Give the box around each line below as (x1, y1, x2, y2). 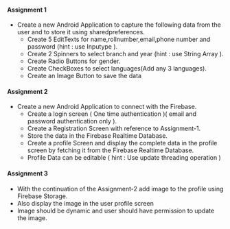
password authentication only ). (27, 117, 117, 125)
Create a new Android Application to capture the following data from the (16, 21, 221, 29)
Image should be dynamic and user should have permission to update (16, 206, 215, 215)
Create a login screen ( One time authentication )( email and (27, 110, 197, 118)
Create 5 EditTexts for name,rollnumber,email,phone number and (27, 35, 211, 44)
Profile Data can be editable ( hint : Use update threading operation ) (27, 154, 221, 162)
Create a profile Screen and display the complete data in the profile (27, 139, 218, 147)
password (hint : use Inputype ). (27, 43, 118, 51)
